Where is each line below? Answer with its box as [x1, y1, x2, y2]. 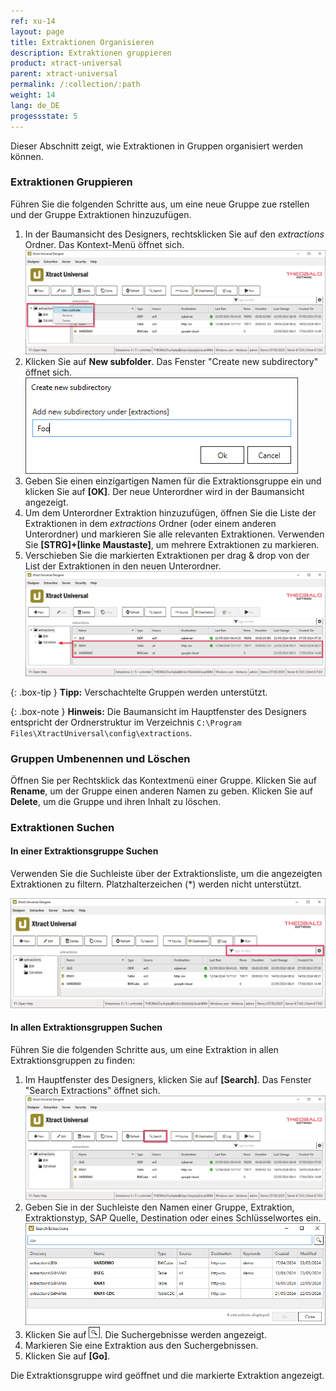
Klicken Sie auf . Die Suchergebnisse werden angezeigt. [24, 1329, 267, 1341]
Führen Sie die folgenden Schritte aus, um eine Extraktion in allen [10, 1043, 279, 1055]
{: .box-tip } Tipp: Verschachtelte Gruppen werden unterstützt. [10, 686, 268, 698]
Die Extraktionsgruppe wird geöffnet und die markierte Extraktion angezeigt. [10, 1370, 325, 1382]
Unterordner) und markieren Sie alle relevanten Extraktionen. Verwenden [24, 528, 325, 540]
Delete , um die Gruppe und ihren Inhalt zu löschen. [10, 795, 221, 807]
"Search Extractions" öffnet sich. [24, 1084, 161, 1096]
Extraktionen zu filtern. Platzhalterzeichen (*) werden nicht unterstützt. [10, 878, 302, 890]
